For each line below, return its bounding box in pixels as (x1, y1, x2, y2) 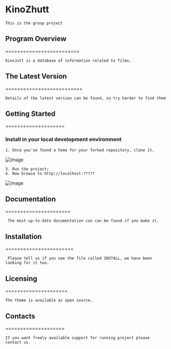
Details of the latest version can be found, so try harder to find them (5, 95, 166, 101)
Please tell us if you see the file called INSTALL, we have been (7, 256, 153, 261)
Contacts (5, 312, 36, 320)
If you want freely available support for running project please (5, 335, 150, 340)
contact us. (5, 340, 31, 345)
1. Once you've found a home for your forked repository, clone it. (5, 147, 155, 152)
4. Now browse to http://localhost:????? (5, 171, 95, 176)
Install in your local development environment (5, 136, 122, 143)
